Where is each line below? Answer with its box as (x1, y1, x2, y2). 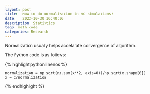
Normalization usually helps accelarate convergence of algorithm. (5, 43, 136, 48)
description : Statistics (5, 20, 55, 26)
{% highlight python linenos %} (5, 61, 68, 67)
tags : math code (5, 25, 38, 30)
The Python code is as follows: (5, 52, 66, 58)
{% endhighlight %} (5, 83, 45, 89)
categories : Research (5, 29, 49, 34)
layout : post (5, 7, 31, 12)
